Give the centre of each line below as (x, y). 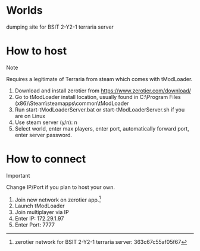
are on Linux (30, 116)
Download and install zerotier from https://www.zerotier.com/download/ (103, 91)
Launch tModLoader (40, 206)
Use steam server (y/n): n (46, 122)
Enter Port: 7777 (35, 225)
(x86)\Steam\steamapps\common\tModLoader (72, 103)
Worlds (24, 10)
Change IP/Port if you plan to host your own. (60, 187)
